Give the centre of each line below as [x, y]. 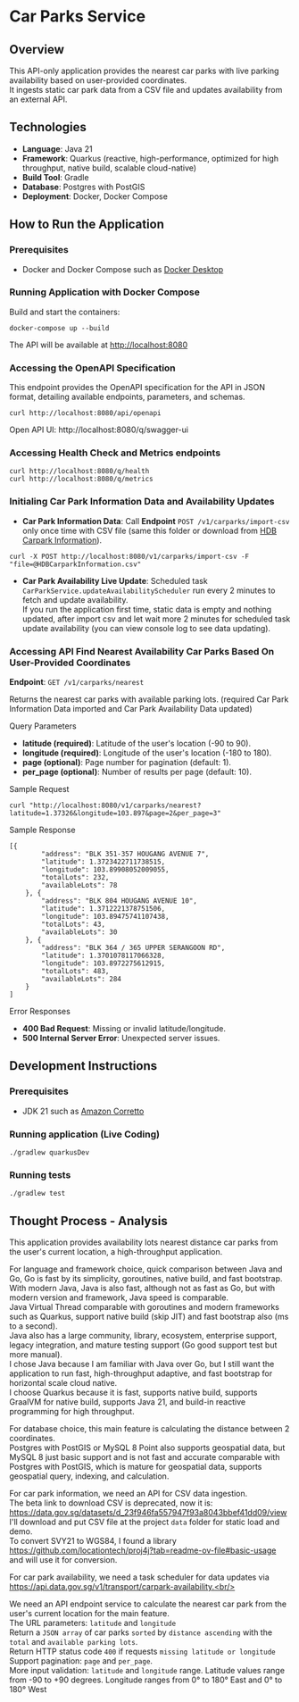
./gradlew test [37, 1194]
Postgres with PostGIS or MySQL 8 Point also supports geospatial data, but [147, 1448]
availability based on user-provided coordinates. [98, 80]
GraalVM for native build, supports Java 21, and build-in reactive [128, 1402]
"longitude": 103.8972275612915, [104, 963]
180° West [28, 1689]
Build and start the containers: [65, 312]
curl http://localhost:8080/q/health [79, 471]
